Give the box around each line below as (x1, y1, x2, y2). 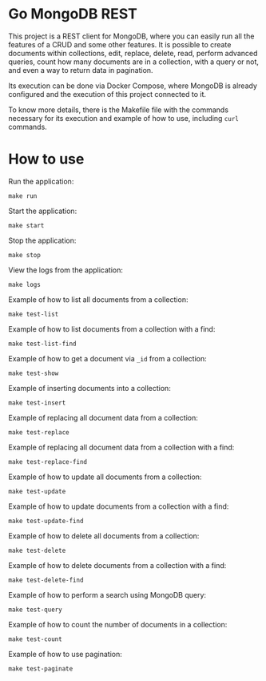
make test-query (8, 606, 62, 614)
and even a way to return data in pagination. (8, 65, 153, 75)
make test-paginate (8, 664, 73, 673)
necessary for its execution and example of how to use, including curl (8, 113, 240, 123)
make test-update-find (8, 517, 84, 525)
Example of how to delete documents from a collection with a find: (8, 560, 227, 570)
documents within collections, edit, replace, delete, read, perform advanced (8, 48, 258, 58)
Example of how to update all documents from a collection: (8, 472, 202, 482)
